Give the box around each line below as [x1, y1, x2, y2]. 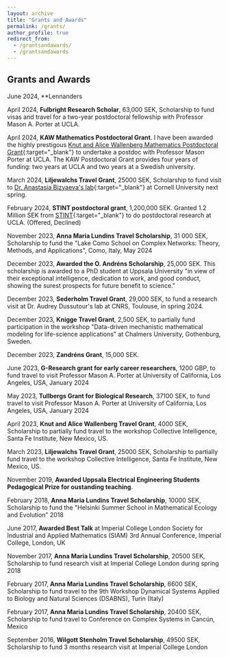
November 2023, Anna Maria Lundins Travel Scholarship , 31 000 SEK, [7, 231, 208, 240]
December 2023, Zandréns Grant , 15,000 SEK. [7, 350, 139, 359]
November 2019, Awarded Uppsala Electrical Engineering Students [7, 475, 200, 484]
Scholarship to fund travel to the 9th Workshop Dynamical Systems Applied [7, 587, 220, 595]
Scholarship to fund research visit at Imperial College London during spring [7, 559, 219, 567]
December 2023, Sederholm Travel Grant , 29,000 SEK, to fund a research [7, 295, 218, 303]
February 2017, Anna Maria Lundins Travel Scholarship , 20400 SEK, [7, 607, 202, 615]
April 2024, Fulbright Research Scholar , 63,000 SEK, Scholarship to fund [7, 105, 214, 113]
